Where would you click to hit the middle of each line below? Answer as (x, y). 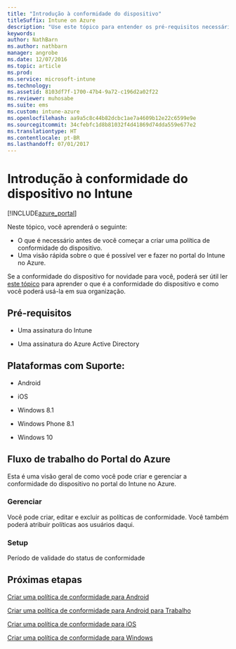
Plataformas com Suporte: (66, 366)
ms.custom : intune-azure (44, 112)
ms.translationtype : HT (42, 131)
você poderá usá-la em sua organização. (67, 291)
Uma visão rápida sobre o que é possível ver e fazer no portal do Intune (121, 255)
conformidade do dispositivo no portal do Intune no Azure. (92, 483)
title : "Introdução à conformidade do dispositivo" (84, 14)
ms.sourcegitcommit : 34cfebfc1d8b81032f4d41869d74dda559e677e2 (102, 125)
